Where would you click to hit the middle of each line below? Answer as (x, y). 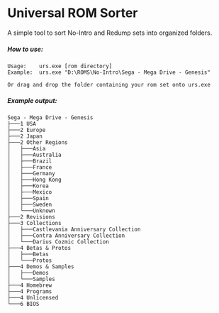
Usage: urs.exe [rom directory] (60, 66)
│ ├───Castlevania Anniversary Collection (74, 229)
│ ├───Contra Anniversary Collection (66, 236)
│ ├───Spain (28, 198)
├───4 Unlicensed (33, 297)
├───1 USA (22, 123)
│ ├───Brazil (30, 161)
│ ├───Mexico (30, 192)
